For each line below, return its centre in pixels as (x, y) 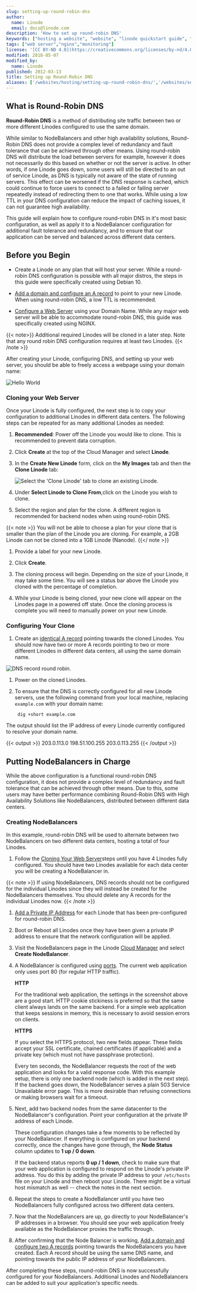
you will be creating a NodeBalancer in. (62, 871)
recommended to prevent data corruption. (65, 440)
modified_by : (22, 60)
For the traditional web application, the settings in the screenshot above (101, 995)
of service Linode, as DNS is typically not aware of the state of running (91, 175)
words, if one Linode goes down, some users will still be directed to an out (96, 169)
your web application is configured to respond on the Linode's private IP (102, 1169)
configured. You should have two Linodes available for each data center (101, 865)
